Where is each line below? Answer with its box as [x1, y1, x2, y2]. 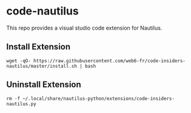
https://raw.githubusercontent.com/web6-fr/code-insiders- [33, 57, 186, 64]
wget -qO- [6, 57, 32, 64]
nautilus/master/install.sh [6, 63, 78, 69]
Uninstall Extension [6, 80, 82, 90]
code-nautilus [6, 4, 79, 18]
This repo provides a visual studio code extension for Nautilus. [6, 24, 163, 31]
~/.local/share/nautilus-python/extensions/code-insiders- [22, 95, 175, 102]
